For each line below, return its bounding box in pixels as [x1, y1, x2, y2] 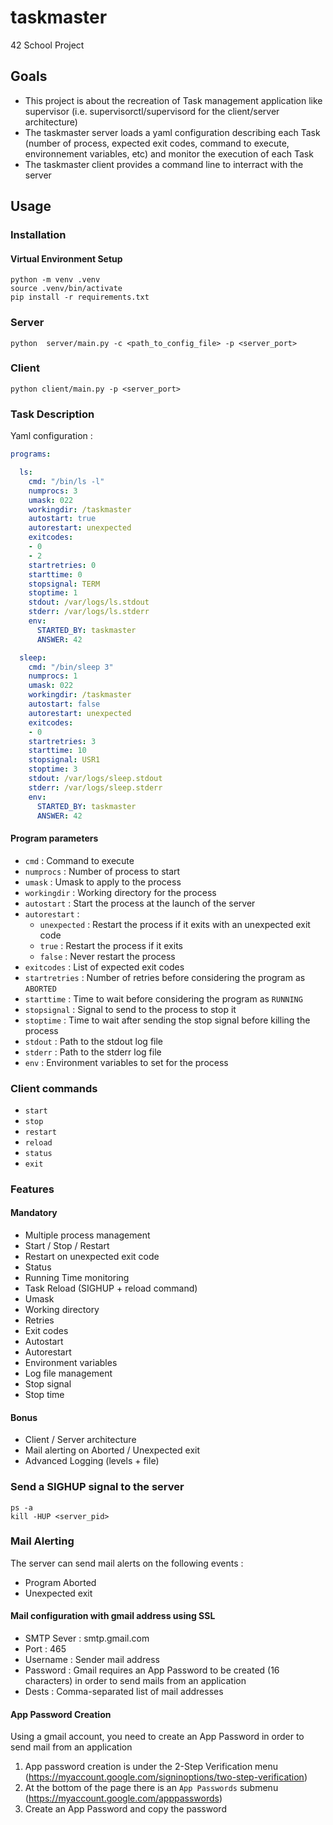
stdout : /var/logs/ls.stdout [28, 597, 150, 608]
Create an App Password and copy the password [24, 1803, 227, 1815]
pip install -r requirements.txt [10, 292, 150, 303]
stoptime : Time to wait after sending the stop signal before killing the [24, 1014, 311, 1026]
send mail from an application [10, 1741, 133, 1753]
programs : [10, 449, 52, 460]
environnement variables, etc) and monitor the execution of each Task [24, 147, 314, 160]
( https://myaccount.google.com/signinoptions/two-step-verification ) [24, 1771, 308, 1783]
